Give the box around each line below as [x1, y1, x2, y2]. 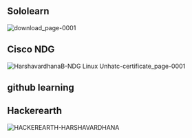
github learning [7, 82, 74, 93]
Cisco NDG [7, 44, 55, 56]
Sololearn [7, 5, 50, 17]
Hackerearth [7, 105, 63, 117]
